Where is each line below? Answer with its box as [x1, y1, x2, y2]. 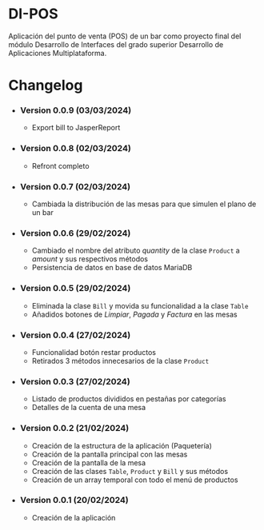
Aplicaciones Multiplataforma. [8, 48, 107, 58]
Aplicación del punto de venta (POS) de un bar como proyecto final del [8, 31, 242, 41]
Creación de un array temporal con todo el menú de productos [31, 475, 238, 484]
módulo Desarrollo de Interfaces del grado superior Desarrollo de [8, 39, 224, 49]
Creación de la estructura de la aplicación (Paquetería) [31, 440, 212, 450]
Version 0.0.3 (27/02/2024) [19, 376, 130, 387]
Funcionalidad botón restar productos [31, 347, 156, 357]
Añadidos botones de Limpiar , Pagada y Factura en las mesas [31, 309, 238, 319]
